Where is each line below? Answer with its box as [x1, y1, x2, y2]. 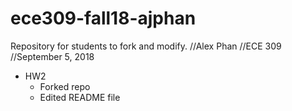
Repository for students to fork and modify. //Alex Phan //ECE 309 [10, 40, 282, 52]
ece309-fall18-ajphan [10, 7, 197, 30]
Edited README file [39, 91, 121, 103]
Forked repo [39, 80, 91, 92]
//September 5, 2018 [10, 50, 95, 62]
